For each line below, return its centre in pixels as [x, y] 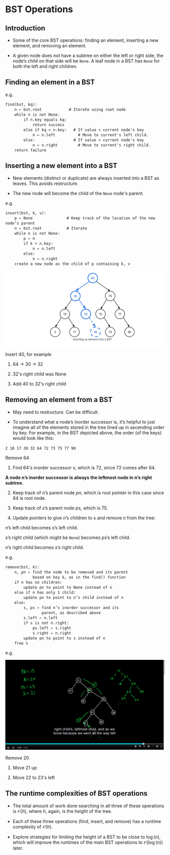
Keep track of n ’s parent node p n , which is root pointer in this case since [88, 493]
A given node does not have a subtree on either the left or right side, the [88, 55]
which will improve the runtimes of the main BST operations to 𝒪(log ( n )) [88, 842]
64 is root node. [29, 498]
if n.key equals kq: [45, 120]
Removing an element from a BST [59, 400]
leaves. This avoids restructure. [45, 183]
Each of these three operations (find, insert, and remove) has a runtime [87, 821]
